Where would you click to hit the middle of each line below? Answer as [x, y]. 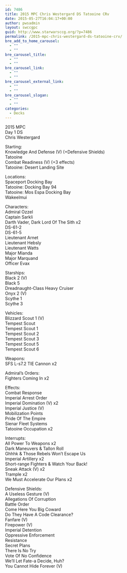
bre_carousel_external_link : [34, 81]
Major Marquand [22, 258]
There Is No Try [21, 550]
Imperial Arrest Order [26, 398]
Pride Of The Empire [25, 418]
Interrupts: [16, 438]
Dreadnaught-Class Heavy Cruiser [40, 288]
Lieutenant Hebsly [23, 242]
